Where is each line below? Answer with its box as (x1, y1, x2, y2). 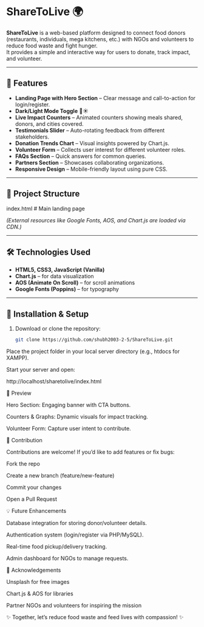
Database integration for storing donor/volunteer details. (6, 519, 148, 527)
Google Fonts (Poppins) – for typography (15, 286, 120, 293)
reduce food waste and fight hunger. (6, 42, 98, 49)
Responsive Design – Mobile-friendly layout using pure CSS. (15, 165, 168, 173)
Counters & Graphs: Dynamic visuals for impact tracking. (6, 413, 149, 420)
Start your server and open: (6, 366, 76, 374)
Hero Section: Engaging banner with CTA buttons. (6, 402, 131, 409)
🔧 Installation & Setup (6, 309, 89, 319)
